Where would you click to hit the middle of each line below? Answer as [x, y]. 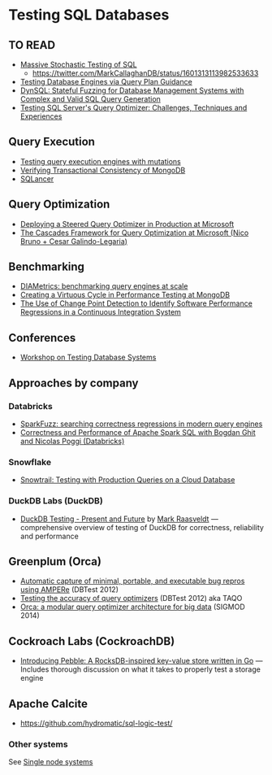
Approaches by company [74, 383]
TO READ [32, 45]
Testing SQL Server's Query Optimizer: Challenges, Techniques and [134, 108]
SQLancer [37, 179]
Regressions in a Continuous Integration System [100, 312]
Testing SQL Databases [89, 15]
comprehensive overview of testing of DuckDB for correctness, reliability [142, 527]
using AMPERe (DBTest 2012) [69, 590]
